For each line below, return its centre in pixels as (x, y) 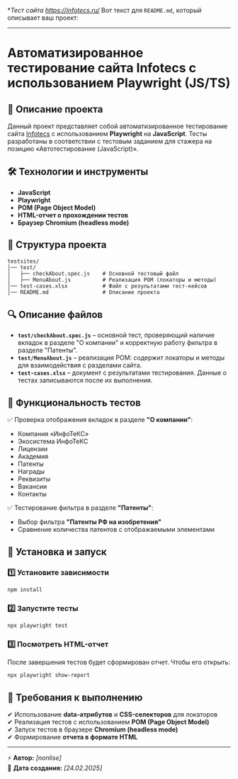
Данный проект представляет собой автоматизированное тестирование (118, 126)
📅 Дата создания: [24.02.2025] (55, 768)
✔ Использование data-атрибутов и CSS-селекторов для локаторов (113, 714)
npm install (25, 590)
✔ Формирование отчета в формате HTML (73, 737)
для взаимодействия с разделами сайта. (80, 365)
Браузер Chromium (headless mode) (73, 222)
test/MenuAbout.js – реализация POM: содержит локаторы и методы (121, 358)
